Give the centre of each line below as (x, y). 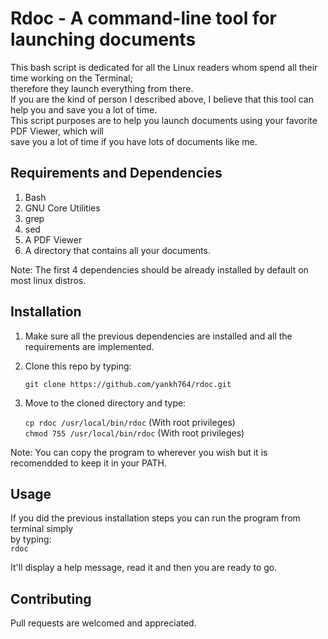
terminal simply (42, 529)
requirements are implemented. (89, 346)
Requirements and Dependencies (116, 173)
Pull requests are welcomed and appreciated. (103, 623)
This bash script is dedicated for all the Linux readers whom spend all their (164, 67)
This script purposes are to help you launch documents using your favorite (164, 120)
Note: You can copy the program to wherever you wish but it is (139, 452)
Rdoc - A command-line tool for (144, 18)
